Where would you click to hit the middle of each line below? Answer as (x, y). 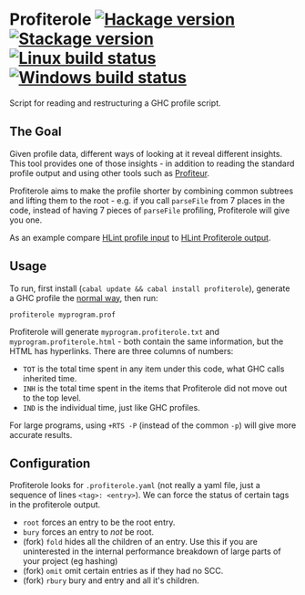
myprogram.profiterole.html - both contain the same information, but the (147, 341)
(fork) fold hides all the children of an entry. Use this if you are (140, 542)
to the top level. (52, 398)
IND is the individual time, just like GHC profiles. (111, 407)
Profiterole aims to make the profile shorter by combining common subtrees (152, 191)
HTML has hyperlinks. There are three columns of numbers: (122, 350)
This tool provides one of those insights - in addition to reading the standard (152, 163)
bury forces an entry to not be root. (88, 532)
